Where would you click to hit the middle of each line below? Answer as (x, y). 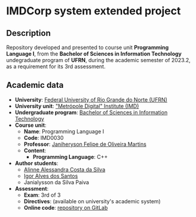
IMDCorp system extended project (94, 11)
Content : (35, 150)
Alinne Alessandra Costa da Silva (65, 169)
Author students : (36, 163)
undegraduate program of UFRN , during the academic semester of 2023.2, (99, 60)
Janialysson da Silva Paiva (56, 182)
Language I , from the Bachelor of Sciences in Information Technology (94, 54)
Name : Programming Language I (64, 131)
